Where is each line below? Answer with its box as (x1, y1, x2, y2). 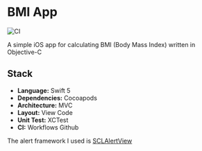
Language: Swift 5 (17, 86, 71, 94)
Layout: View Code (17, 108, 73, 116)
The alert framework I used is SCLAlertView (7, 136, 133, 145)
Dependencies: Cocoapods (17, 94, 97, 102)
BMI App (7, 4, 58, 20)
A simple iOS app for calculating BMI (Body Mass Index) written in (7, 40, 196, 48)
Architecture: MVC (17, 101, 73, 109)
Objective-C (7, 48, 42, 56)
